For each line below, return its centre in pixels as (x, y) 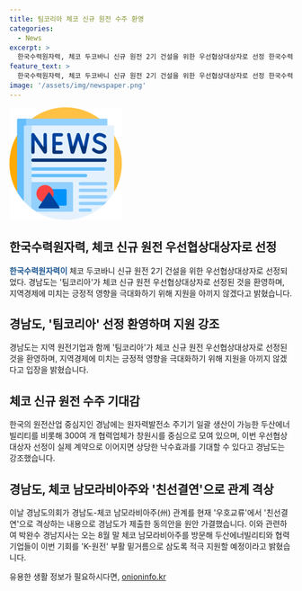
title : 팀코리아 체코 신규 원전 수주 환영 (77, 19)
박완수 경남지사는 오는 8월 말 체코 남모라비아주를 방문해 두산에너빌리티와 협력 (154, 535)
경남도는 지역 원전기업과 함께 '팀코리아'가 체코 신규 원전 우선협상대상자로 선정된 (148, 347)
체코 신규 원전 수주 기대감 (75, 401)
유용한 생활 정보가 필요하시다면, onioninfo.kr (88, 577)
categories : (31, 28)
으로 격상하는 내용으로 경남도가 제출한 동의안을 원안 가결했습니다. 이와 (141, 524)
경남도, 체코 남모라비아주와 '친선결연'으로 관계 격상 (142, 489)
